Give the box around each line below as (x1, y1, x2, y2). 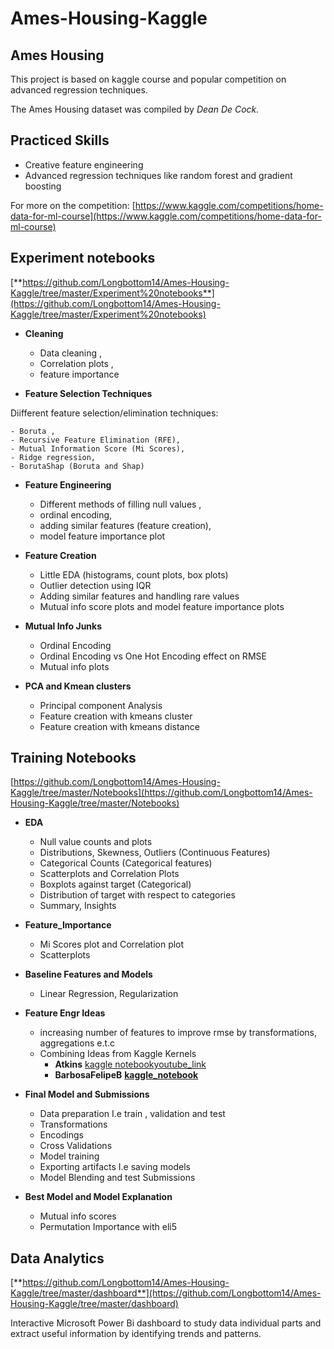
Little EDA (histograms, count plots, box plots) (39, 568, 229, 581)
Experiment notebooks (10, 250, 156, 267)
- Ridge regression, (10, 452, 97, 462)
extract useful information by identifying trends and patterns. (10, 1328, 262, 1340)
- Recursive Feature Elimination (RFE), (10, 435, 182, 445)
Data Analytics (10, 1250, 105, 1267)
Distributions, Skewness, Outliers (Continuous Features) (39, 847, 271, 859)
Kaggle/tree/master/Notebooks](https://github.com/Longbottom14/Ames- (10, 787, 313, 799)
